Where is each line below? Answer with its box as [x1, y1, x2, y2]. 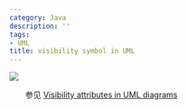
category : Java [9, 13, 67, 23]
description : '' [9, 22, 70, 31]
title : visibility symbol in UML [9, 47, 136, 56]
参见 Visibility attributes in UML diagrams [24, 89, 178, 100]
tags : [9, 30, 30, 39]
